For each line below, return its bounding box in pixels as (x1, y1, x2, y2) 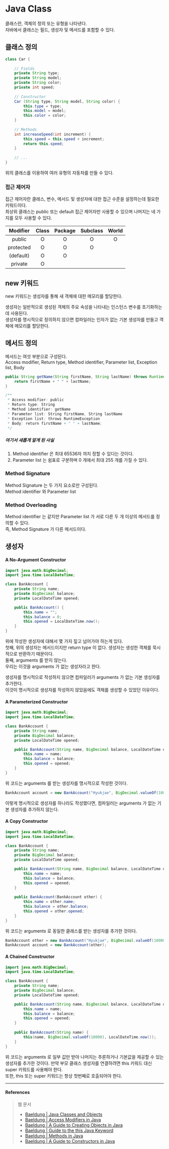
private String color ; (14, 80, 62, 85)
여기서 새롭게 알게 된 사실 (5, 437, 54, 443)
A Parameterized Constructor (5, 698, 68, 705)
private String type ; (14, 71, 59, 76)
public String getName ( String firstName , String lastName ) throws (5, 374, 147, 379)
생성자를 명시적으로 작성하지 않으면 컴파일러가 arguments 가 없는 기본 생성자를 (5, 674, 160, 680)
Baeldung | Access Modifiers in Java (25, 1117, 102, 1123)
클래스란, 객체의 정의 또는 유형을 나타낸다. (5, 20, 87, 26)
